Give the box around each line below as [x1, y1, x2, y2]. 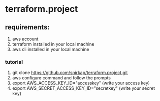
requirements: [5, 23, 50, 31]
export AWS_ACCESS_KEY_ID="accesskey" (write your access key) [12, 80, 150, 86]
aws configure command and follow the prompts [12, 75, 111, 81]
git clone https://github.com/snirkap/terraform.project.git [12, 70, 128, 76]
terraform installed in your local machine [12, 41, 95, 47]
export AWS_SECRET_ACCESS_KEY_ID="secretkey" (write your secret [12, 85, 155, 91]
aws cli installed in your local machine [12, 47, 90, 52]
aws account [12, 36, 38, 42]
